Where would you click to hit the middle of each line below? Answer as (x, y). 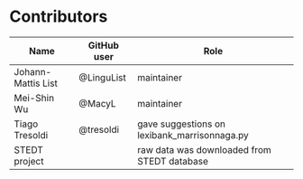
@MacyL (97, 103)
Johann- (33, 71)
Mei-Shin (34, 98)
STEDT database (173, 161)
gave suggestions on (181, 124)
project (29, 161)
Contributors (59, 17)
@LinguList (102, 77)
